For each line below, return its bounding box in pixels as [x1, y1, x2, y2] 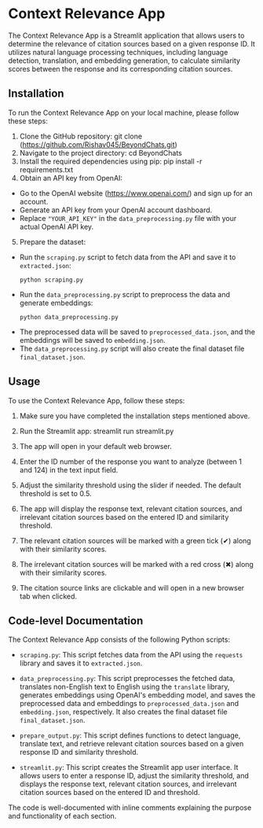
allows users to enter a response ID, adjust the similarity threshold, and [19, 771, 250, 781]
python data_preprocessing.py [19, 313, 119, 321]
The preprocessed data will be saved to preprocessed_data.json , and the [19, 327, 255, 337]
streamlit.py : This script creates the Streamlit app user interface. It [19, 763, 239, 772]
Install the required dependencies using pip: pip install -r [19, 156, 203, 166]
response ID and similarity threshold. [19, 748, 139, 757]
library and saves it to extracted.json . [19, 658, 143, 668]
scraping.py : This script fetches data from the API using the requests [19, 650, 243, 660]
